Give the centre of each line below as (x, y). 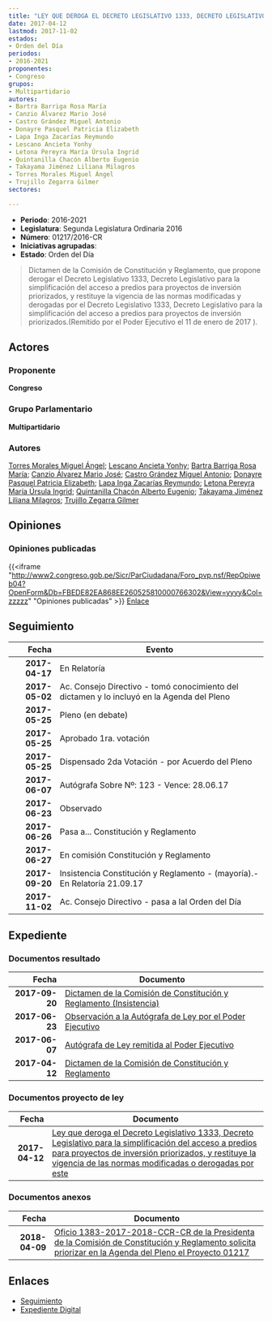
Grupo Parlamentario (51, 409)
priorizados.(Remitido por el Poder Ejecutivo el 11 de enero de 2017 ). (143, 322)
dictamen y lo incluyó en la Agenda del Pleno (145, 697)
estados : (23, 39)
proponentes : (30, 69)
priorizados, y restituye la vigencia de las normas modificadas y (134, 296)
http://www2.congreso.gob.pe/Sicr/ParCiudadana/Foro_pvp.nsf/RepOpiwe (136, 575)
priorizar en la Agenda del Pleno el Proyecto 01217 (151, 1252)
